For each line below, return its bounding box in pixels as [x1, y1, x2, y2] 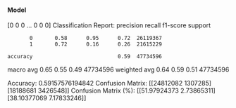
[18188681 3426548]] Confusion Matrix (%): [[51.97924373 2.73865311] [7, 86, 216, 95]
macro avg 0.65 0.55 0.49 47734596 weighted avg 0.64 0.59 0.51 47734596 [7, 65, 230, 74]
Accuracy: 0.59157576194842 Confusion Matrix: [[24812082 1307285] [7, 79, 212, 88]
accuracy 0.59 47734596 [7, 53, 162, 60]
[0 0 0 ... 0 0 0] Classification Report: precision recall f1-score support [7, 21, 211, 29]
